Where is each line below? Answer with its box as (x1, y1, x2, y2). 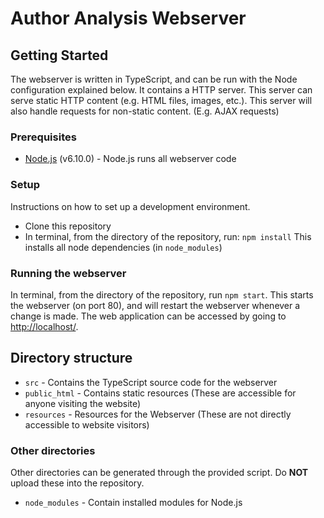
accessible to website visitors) (24, 418, 150, 431)
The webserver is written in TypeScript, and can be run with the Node (10, 73, 298, 85)
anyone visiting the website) (24, 397, 142, 409)
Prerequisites (10, 130, 77, 144)
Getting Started (10, 47, 109, 64)
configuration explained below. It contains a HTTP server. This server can (10, 84, 313, 96)
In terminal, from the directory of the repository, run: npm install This (24, 230, 312, 242)
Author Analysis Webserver (10, 7, 247, 30)
